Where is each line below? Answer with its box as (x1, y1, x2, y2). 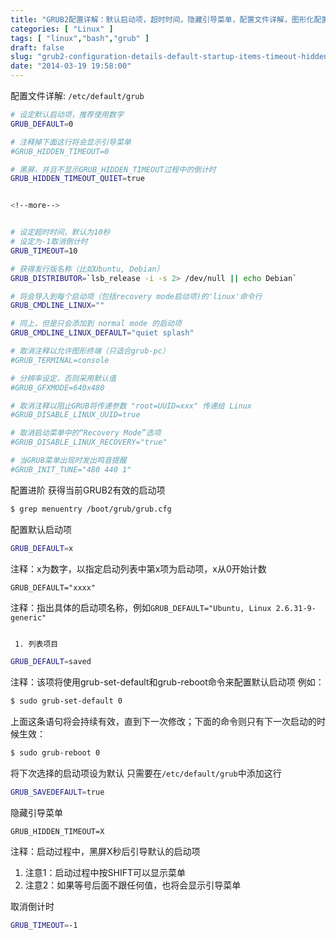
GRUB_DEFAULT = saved (10, 657, 92, 667)
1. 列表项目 (14, 639, 59, 649)
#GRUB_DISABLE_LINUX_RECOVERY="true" (10, 437, 168, 448)
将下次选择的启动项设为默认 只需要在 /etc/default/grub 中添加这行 (10, 767, 282, 779)
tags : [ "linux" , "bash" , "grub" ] (10, 33, 150, 43)
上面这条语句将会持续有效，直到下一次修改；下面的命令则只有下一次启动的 (10, 716, 317, 728)
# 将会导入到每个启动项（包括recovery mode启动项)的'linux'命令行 (10, 291, 263, 301)
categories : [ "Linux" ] (10, 24, 114, 34)
